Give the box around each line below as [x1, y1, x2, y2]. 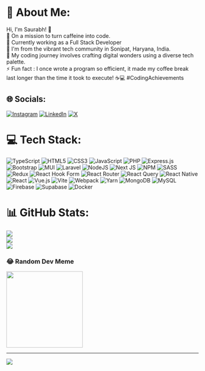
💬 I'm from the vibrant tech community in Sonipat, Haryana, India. [6, 45, 171, 52]
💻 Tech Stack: [6, 132, 82, 146]
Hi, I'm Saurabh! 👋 [6, 26, 52, 33]
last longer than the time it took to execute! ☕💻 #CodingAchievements [6, 74, 184, 81]
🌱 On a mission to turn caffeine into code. [6, 32, 111, 39]
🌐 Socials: [6, 94, 46, 104]
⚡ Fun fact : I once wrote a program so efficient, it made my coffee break [6, 65, 189, 72]
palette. [6, 58, 26, 65]
